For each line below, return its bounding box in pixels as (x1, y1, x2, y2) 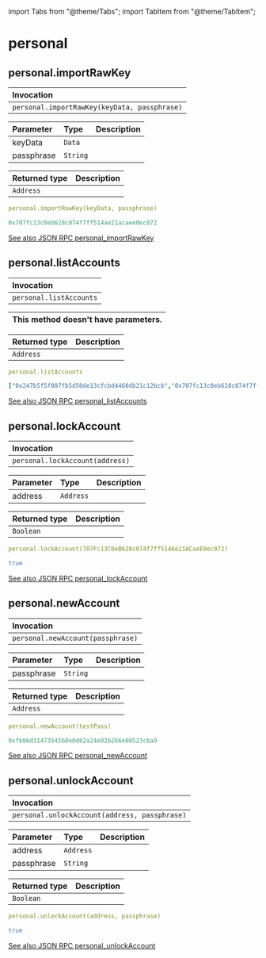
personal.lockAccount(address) (12, 456, 131, 466)
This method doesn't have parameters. (12, 313, 162, 324)
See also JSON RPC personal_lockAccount (8, 573, 148, 583)
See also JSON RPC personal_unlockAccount (8, 941, 156, 950)
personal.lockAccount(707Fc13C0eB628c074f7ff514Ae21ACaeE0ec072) (8, 545, 228, 554)
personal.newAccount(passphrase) (12, 634, 139, 642)
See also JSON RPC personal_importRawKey (8, 233, 154, 243)
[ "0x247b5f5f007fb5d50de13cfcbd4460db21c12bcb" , (8, 382, 172, 390)
